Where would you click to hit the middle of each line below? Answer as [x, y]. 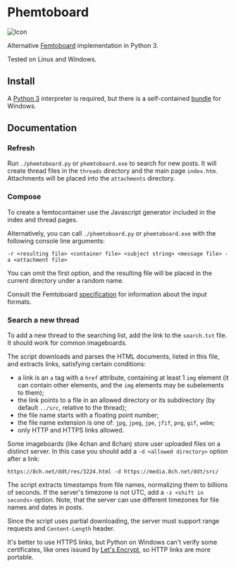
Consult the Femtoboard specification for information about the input [107, 294]
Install [21, 81]
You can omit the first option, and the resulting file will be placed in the [110, 273]
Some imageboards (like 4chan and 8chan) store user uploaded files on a [114, 444]
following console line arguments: [56, 241]
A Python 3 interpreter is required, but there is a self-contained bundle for [114, 98]
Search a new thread [43, 320]
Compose [24, 197]
